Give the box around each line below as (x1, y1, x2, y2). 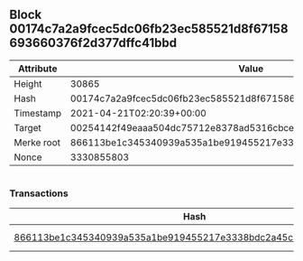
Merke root (14, 135, 61, 148)
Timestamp (14, 107, 62, 119)
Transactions (9, 187, 69, 200)
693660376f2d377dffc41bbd (9, 35, 178, 51)
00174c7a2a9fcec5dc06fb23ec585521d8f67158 (9, 22, 289, 37)
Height (14, 77, 42, 89)
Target (14, 121, 42, 134)
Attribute (17, 62, 58, 75)
